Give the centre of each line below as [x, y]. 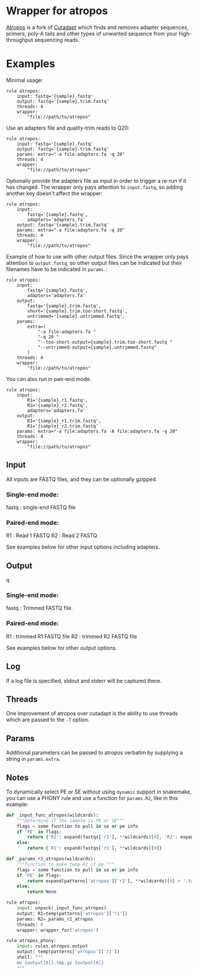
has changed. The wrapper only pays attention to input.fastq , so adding [95, 187]
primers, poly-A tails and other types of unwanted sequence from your [92, 33]
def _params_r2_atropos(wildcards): [51, 859]
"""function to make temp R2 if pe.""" [66, 864]
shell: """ [30, 957]
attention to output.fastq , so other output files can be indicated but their [94, 263]
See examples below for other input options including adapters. [83, 547]
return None [42, 892]
